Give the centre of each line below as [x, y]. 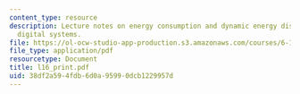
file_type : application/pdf [62, 51]
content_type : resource [54, 17]
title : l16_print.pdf [50, 68]
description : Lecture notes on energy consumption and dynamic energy [143, 26]
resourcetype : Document [54, 59]
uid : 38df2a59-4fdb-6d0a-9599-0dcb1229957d [92, 76]
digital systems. [50, 34]
